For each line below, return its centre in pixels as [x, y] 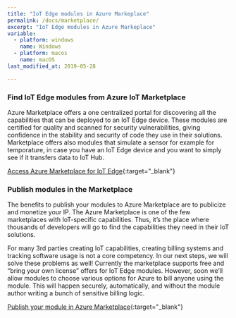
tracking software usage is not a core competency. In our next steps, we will [118, 256]
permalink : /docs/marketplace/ [53, 20]
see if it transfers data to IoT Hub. [56, 157]
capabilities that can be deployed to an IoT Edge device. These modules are [117, 120]
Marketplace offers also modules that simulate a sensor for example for [111, 142]
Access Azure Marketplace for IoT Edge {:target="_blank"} [92, 171]
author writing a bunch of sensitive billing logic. [76, 293]
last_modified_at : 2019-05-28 [52, 66]
